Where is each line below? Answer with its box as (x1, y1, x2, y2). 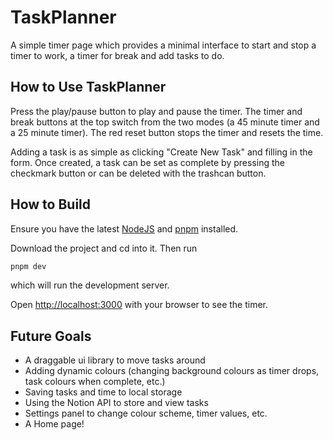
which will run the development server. (10, 279, 170, 291)
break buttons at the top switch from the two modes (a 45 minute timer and (10, 116, 320, 128)
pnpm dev (10, 261, 47, 271)
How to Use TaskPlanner (10, 79, 167, 96)
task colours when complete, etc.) (24, 376, 166, 388)
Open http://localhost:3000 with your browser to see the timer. (10, 299, 269, 311)
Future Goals (10, 327, 92, 345)
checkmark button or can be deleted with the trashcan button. (10, 167, 267, 179)
